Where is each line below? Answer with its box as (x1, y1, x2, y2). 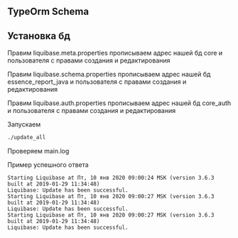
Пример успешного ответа (7, 161, 89, 169)
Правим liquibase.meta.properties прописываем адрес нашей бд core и (7, 49, 223, 58)
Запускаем (7, 120, 41, 129)
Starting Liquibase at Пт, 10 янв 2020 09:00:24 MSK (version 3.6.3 (7, 174, 215, 182)
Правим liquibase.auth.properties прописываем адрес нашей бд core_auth (7, 99, 232, 107)
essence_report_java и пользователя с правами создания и (7, 77, 187, 86)
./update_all (7, 134, 46, 141)
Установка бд (7, 30, 71, 42)
